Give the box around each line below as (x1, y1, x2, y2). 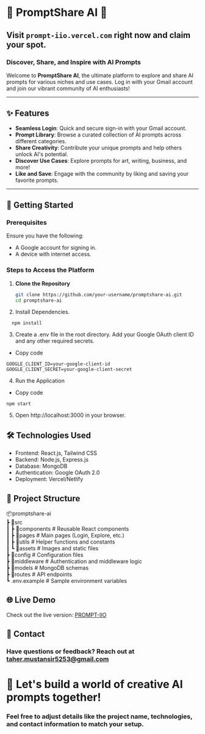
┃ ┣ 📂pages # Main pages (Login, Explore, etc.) (6, 532, 125, 539)
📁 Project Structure (6, 493, 81, 504)
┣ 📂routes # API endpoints (6, 571, 72, 578)
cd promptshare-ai (15, 297, 62, 304)
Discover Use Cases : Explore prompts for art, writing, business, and (15, 157, 187, 164)
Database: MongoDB (15, 462, 68, 470)
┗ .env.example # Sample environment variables (6, 577, 127, 585)
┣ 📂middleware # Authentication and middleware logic (6, 558, 142, 565)
